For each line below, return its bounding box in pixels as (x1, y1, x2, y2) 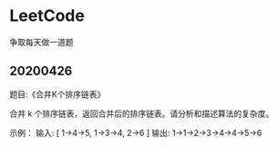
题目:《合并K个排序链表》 (9, 88, 106, 100)
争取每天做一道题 (9, 36, 74, 47)
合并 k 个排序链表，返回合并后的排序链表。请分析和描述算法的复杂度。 (9, 108, 274, 119)
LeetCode (9, 5, 85, 26)
